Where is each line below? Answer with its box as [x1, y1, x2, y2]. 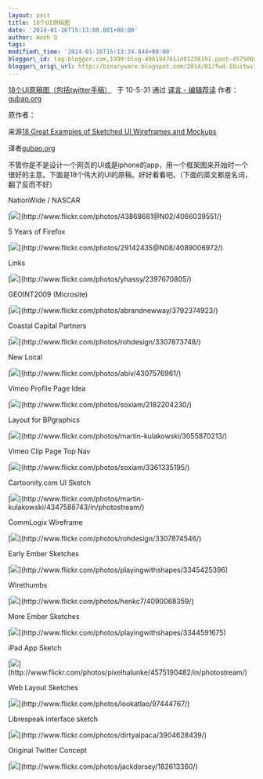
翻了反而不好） [8, 180, 56, 189]
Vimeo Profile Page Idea [8, 384, 86, 393]
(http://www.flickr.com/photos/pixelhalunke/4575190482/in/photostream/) [8, 668, 248, 677]
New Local [8, 352, 43, 362]
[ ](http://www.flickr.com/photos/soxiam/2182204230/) [8, 399, 192, 409]
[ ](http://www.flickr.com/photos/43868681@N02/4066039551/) [8, 211, 222, 220]
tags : [8, 41, 26, 49]
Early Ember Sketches [8, 548, 80, 558]
